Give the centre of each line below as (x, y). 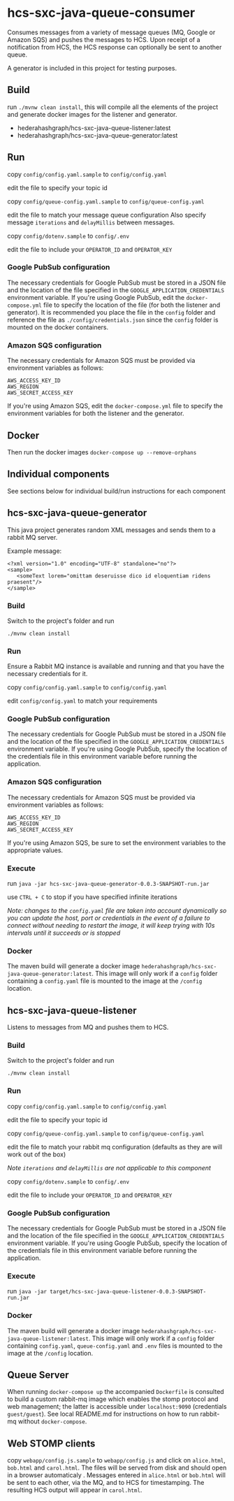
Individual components (58, 474)
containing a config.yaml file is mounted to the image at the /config (105, 981)
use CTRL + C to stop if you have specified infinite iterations (93, 897)
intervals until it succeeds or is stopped (64, 933)
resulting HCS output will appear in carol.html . (75, 1490)
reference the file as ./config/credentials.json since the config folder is (113, 319)
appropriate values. (35, 850)
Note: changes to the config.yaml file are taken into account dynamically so (117, 911)
